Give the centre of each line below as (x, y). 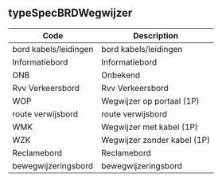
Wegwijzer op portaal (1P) (151, 101)
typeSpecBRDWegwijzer (70, 13)
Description (156, 35)
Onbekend (121, 75)
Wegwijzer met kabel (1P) (150, 127)
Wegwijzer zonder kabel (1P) (156, 140)
